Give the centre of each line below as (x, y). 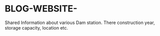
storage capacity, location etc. (37, 27)
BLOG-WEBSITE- (41, 9)
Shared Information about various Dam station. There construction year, (80, 22)
